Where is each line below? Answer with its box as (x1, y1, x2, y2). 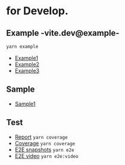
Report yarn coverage (14, 133, 68, 141)
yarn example (6, 43, 39, 49)
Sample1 (14, 100, 36, 107)
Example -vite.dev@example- (6, 28, 120, 38)
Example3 (14, 67, 40, 74)
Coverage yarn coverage (14, 139, 76, 147)
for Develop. (6, 4, 68, 18)
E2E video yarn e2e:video (14, 152, 79, 159)
